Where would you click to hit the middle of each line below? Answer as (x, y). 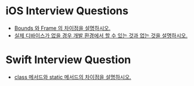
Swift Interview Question (68, 60)
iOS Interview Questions (67, 11)
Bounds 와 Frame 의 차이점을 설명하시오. (62, 28)
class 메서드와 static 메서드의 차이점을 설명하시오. (73, 77)
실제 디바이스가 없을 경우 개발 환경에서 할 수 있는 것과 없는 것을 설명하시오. (101, 35)
